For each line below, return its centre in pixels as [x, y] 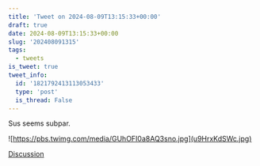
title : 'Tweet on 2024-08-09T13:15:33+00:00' [84, 17]
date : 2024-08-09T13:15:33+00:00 [63, 33]
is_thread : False [44, 100]
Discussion [26, 154]
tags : [17, 50]
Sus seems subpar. [40, 123]
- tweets [30, 58]
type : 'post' [37, 92]
